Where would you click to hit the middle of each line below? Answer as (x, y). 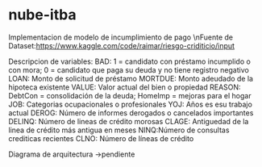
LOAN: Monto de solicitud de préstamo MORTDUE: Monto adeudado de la (131, 78)
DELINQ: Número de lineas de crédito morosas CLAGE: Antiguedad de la (129, 121)
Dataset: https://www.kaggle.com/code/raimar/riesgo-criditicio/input (122, 45)
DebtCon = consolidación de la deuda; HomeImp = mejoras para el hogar (130, 95)
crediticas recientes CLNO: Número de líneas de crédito (101, 138)
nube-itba (42, 15)
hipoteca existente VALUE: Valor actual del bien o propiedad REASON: (125, 87)
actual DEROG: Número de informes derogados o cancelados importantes (131, 113)
